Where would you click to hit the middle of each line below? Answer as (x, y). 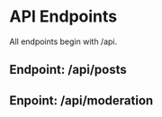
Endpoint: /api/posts (68, 70)
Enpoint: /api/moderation (81, 100)
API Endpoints (63, 17)
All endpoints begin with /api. (63, 41)
